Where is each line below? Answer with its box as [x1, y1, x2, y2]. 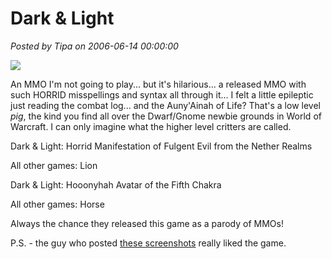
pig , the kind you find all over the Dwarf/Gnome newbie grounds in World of [10, 110, 322, 122]
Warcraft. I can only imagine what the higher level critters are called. [10, 120, 292, 132]
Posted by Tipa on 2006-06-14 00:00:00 [10, 40, 179, 52]
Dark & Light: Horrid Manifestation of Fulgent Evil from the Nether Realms [10, 140, 313, 152]
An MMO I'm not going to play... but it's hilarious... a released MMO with [10, 78, 307, 90]
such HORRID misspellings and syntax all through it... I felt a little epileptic [10, 88, 314, 101]
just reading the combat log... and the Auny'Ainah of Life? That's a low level [10, 99, 321, 111]
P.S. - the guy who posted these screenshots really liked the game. [10, 237, 287, 249]
